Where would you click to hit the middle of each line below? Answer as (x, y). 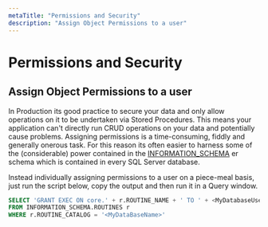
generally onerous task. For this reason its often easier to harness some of (130, 145)
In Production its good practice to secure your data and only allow (116, 111)
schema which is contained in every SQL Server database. (104, 162)
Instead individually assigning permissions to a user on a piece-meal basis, (132, 177)
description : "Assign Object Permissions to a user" (98, 23)
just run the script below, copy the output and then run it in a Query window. (133, 186)
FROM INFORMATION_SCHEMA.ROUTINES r (69, 208)
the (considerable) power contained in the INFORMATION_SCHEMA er (124, 153)
